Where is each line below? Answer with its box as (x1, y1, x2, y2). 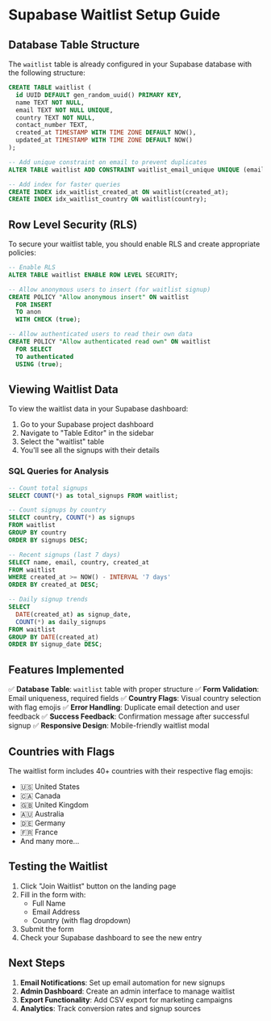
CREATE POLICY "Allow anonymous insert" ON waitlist (8, 293, 190, 301)
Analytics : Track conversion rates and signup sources (19, 1003, 202, 1013)
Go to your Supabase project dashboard (19, 420, 154, 429)
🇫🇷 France (19, 827, 58, 837)
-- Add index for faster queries (8, 180, 121, 188)
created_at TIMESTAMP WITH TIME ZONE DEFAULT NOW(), (15, 129, 197, 137)
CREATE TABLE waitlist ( (8, 83, 92, 91)
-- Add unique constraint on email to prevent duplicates (8, 158, 207, 167)
